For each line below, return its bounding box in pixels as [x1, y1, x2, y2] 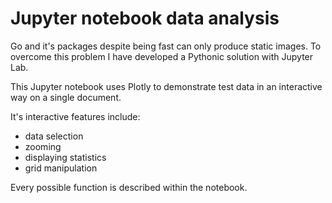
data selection [24, 130, 84, 142]
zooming [24, 140, 62, 152]
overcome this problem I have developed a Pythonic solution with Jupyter [10, 50, 314, 62]
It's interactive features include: [10, 110, 141, 122]
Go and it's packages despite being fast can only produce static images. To [10, 40, 322, 52]
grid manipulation [24, 162, 98, 174]
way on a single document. [10, 91, 122, 103]
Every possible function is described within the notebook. [10, 181, 248, 193]
